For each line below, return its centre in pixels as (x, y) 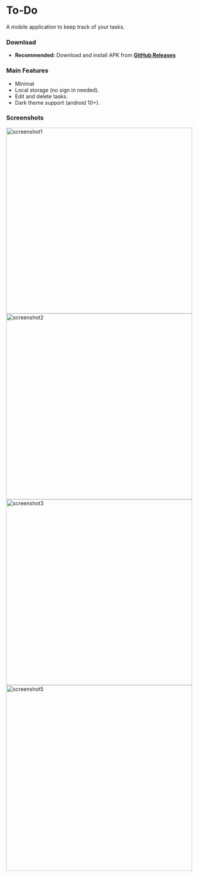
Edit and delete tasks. (41, 96)
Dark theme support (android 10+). (57, 102)
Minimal (24, 83)
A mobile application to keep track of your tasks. (65, 27)
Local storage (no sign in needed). (57, 90)
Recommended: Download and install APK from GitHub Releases (95, 55)
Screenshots (25, 118)
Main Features (27, 71)
